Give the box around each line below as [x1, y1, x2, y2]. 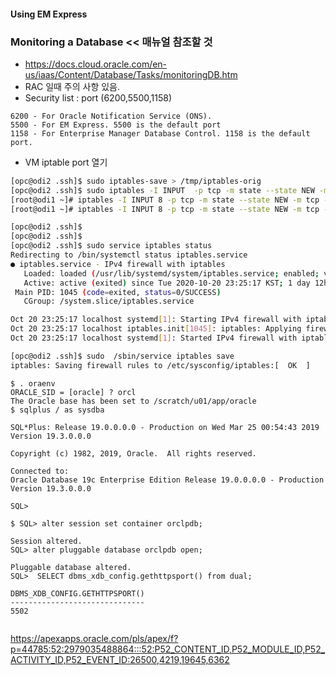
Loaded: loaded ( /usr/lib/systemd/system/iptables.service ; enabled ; [23, 268, 320, 279]
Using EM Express [10, 8, 88, 20]
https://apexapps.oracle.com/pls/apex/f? [10, 632, 179, 644]
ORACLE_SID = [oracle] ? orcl [10, 387, 137, 397]
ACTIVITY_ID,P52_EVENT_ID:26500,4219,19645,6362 [10, 653, 230, 665]
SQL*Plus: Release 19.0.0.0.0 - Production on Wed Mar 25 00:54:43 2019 [10, 422, 320, 432]
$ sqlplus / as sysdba [10, 405, 105, 415]
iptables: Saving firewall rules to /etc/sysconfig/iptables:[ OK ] [10, 360, 311, 370]
